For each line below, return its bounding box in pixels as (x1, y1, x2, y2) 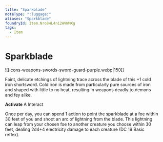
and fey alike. (5, 92, 32, 98)
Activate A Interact (5, 101, 43, 107)
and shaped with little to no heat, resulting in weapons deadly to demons (5, 86, 151, 93)
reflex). (5, 131, 20, 137)
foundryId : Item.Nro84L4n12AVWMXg (5, 20, 76, 26)
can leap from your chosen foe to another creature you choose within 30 (5, 121, 151, 127)
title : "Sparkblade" (5, 7, 47, 12)
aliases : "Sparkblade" (5, 16, 51, 21)
